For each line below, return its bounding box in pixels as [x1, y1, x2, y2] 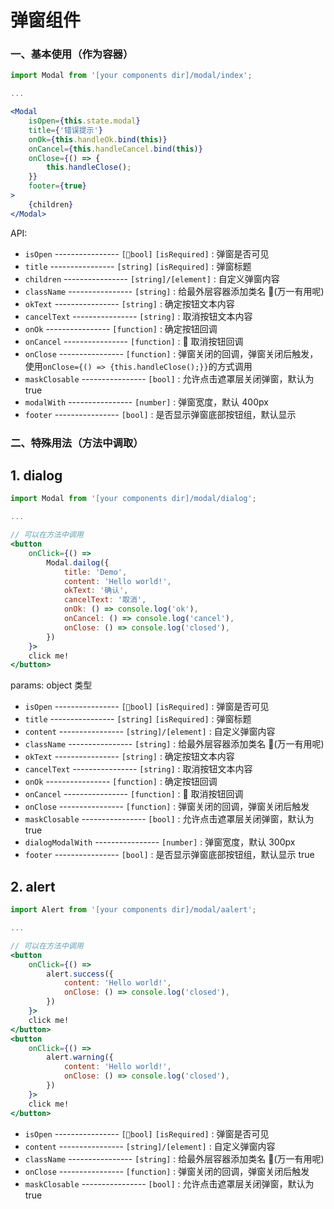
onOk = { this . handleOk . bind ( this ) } [28, 134, 168, 145]
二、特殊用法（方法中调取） [10, 436, 144, 450]
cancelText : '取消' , [63, 595, 147, 605]
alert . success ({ [46, 969, 114, 979]
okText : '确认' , [63, 586, 129, 596]
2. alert [10, 878, 56, 895]
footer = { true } [28, 181, 87, 191]
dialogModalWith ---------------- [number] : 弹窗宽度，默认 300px [24, 836, 296, 848]
